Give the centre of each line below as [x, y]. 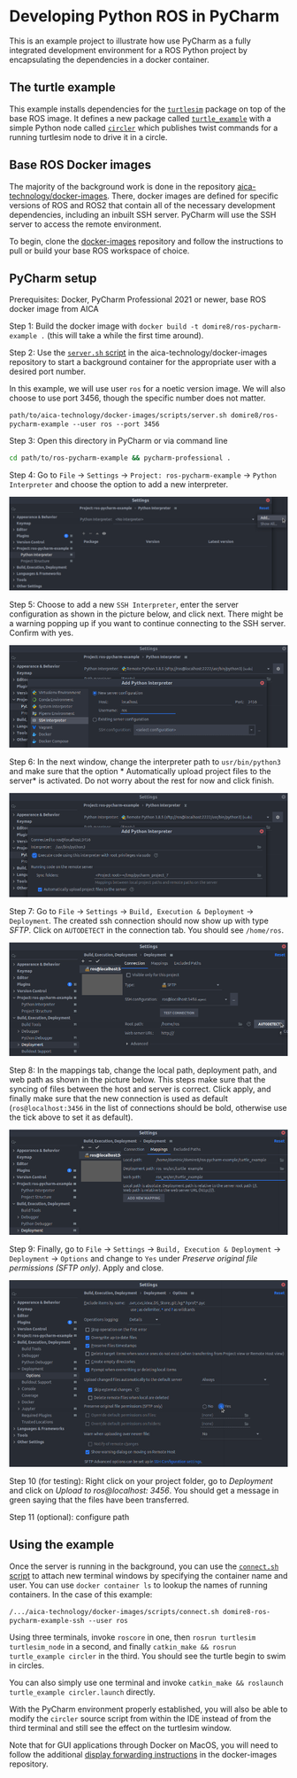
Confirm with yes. [41, 633]
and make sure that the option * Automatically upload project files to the [140, 772]
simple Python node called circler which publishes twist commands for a [144, 128]
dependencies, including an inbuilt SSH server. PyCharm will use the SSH [143, 214]
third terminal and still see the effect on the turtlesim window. [120, 1728]
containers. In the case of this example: [81, 1594]
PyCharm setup [53, 278]
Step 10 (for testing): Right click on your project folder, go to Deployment [141, 1481]
